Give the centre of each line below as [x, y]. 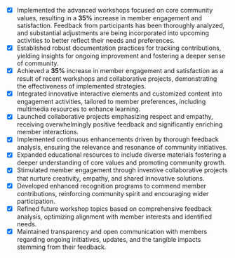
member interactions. [47, 132]
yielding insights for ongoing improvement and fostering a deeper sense [121, 56]
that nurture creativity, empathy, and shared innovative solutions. [110, 178]
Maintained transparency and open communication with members [112, 231]
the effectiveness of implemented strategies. [81, 86]
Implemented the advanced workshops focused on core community [115, 10]
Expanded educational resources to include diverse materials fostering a [121, 155]
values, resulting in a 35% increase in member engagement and [109, 18]
